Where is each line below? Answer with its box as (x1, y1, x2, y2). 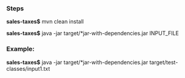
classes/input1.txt (6, 65, 51, 72)
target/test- (149, 59, 178, 66)
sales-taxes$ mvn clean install (6, 18, 84, 25)
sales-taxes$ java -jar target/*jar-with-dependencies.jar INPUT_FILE (6, 30, 180, 37)
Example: (6, 45, 35, 53)
